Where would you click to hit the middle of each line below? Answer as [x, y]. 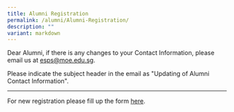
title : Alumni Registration [48, 14]
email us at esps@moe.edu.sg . [51, 61]
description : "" [31, 26]
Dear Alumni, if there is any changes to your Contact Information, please [111, 53]
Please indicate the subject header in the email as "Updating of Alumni [109, 74]
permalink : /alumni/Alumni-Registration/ [68, 20]
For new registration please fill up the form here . [76, 101]
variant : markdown [34, 33]
